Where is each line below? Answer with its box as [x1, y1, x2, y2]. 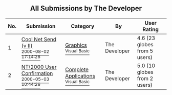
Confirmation [21, 69, 53, 77]
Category [71, 23, 95, 30]
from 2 [137, 74, 154, 82]
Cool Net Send [21, 35, 57, 43]
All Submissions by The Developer [30, 4, 142, 13]
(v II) [21, 42, 33, 49]
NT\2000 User [21, 63, 57, 70]
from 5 [137, 47, 154, 54]
